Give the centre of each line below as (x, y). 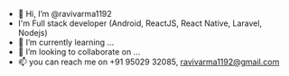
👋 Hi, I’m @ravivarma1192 (65, 14)
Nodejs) (33, 33)
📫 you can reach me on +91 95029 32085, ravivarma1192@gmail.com (149, 62)
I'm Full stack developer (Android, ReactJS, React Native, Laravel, (140, 23)
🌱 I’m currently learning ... (66, 42)
